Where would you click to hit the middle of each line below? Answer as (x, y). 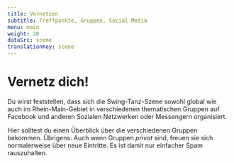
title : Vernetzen (33, 14)
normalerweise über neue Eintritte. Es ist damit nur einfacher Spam (105, 145)
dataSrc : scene (30, 40)
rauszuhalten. (27, 152)
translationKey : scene (41, 47)
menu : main (23, 27)
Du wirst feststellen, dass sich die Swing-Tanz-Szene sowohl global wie (112, 101)
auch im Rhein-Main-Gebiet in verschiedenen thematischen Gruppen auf (113, 109)
